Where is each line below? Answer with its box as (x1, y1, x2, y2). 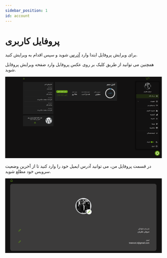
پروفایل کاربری (5, 35, 60, 47)
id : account (5, 13, 30, 18)
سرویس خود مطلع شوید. (5, 168, 51, 174)
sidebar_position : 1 (5, 8, 48, 13)
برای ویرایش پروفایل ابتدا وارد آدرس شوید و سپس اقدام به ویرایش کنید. (5, 52, 138, 58)
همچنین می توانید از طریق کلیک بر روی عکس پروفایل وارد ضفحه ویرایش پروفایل (5, 61, 154, 67)
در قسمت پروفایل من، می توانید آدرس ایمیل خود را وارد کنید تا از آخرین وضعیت (5, 163, 152, 169)
